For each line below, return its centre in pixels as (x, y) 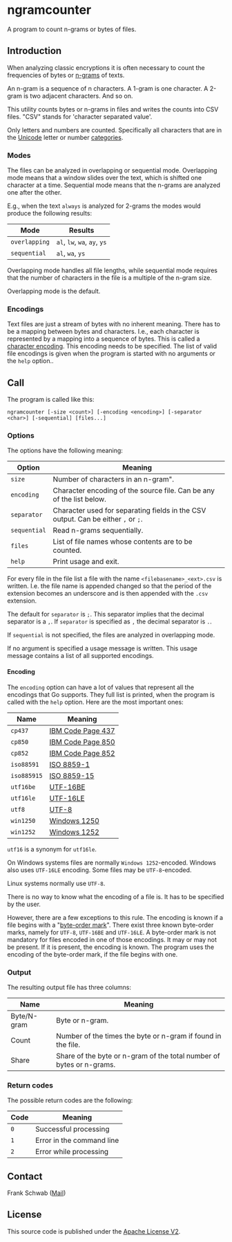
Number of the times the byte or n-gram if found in (139, 1036)
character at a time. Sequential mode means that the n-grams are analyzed (114, 185)
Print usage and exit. (86, 562)
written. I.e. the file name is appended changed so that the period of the (109, 586)
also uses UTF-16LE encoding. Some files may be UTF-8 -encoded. (99, 870)
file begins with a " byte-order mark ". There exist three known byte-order (110, 925)
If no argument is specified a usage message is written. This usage (103, 648)
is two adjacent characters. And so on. (78, 96)
